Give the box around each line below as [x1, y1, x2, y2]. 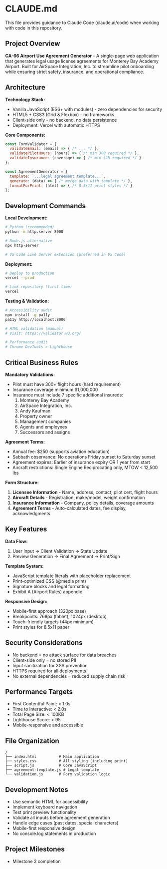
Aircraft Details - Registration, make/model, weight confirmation [12, 494, 146, 501]
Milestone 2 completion [12, 858, 61, 864]
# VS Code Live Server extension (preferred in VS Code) [5, 252, 126, 257]
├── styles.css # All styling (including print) [5, 759, 128, 764]
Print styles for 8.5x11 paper [12, 624, 70, 630]
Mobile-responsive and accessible [12, 722, 84, 728]
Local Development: [5, 215, 48, 221]
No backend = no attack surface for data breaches [12, 652, 117, 658]
